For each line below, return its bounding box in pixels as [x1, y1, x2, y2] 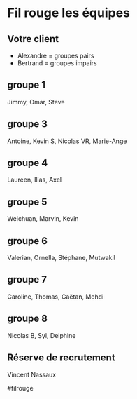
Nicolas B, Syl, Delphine [7, 331, 76, 339]
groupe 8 [7, 313, 48, 325]
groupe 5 [7, 196, 48, 208]
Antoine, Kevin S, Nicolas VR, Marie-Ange [7, 137, 127, 145]
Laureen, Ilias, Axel [7, 175, 62, 184]
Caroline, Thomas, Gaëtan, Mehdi [7, 292, 104, 301]
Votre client [7, 33, 59, 45]
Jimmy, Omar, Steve [7, 97, 65, 106]
